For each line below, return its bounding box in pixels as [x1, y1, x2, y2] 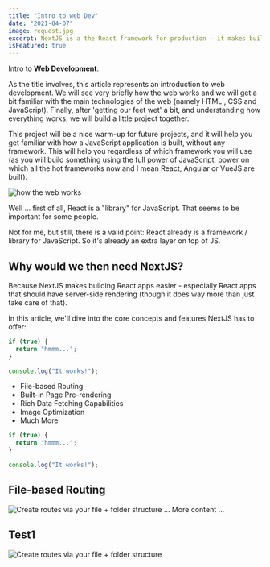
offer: [8, 321, 27, 331]
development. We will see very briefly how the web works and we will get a [8, 88, 257, 97]
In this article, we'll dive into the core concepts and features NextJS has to [8, 313, 255, 323]
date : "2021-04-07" [8, 19, 74, 27]
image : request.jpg [8, 27, 74, 35]
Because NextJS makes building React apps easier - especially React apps [8, 280, 256, 290]
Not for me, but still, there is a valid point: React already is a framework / [8, 227, 247, 238]
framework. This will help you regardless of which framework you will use [8, 147, 252, 156]
